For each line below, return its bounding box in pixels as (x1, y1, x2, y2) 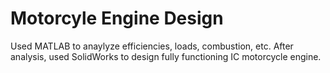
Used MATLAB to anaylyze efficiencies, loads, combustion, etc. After (10, 40, 294, 52)
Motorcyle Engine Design (10, 7, 224, 30)
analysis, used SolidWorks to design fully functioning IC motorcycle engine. (10, 50, 322, 62)
